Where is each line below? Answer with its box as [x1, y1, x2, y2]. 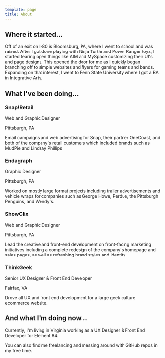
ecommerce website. [5, 300, 48, 306]
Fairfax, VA [5, 285, 28, 291]
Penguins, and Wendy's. [5, 199, 55, 205]
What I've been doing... [5, 89, 79, 98]
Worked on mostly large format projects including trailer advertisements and [5, 188, 161, 194]
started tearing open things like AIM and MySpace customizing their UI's [5, 54, 153, 60]
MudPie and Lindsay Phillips [5, 145, 63, 151]
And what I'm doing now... [5, 314, 88, 322]
